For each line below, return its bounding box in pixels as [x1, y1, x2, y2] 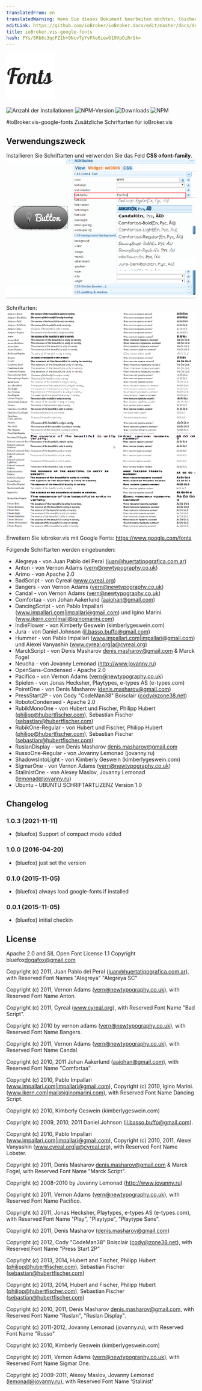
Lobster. [6, 1150, 27, 1157]
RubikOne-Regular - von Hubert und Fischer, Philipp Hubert [14, 724, 163, 731]
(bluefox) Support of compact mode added [14, 830, 121, 837]
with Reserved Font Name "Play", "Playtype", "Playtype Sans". [6, 1215, 161, 1223]
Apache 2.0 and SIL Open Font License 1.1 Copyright [6, 950, 136, 957]
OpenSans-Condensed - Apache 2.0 [14, 666, 106, 673]
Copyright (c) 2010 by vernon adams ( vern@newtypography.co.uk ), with [6, 1022, 186, 1029]
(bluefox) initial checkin [14, 916, 73, 924]
